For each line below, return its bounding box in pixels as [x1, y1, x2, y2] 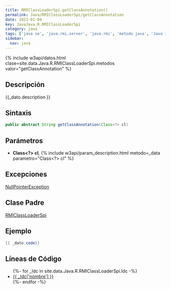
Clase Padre [5, 199, 44, 207]
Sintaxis [5, 108, 32, 117]
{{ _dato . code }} [5, 240, 40, 246]
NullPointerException [5, 183, 49, 189]
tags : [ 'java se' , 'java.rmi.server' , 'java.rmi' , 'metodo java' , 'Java [5, 31, 163, 36]
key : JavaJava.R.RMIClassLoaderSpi [5, 21, 81, 27]
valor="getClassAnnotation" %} [5, 65, 72, 71]
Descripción [5, 80, 45, 89]
